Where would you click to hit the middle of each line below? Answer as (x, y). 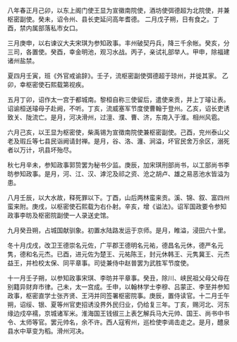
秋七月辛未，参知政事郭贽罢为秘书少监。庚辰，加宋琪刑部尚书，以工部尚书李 (119, 165)
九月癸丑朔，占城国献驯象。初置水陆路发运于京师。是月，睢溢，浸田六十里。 (119, 230)
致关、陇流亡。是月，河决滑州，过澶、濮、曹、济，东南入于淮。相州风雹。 (115, 117)
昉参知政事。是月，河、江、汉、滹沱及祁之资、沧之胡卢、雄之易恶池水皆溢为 (119, 174)
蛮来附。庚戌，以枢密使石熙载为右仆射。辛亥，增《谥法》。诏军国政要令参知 (117, 206)
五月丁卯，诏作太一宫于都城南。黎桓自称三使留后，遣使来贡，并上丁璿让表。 (119, 100)
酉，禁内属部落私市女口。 (44, 28)
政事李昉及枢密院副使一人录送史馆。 (60, 215)
